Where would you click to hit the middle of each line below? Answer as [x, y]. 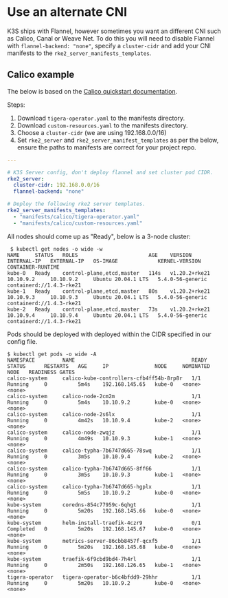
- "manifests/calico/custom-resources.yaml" [78, 223]
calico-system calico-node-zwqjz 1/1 [104, 432]
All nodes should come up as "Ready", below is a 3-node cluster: [99, 236]
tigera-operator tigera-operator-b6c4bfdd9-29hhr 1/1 [104, 577]
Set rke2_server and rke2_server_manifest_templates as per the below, [118, 140]
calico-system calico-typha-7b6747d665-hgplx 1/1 [104, 486]
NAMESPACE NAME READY [107, 360]
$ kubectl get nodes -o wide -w [56, 249]
